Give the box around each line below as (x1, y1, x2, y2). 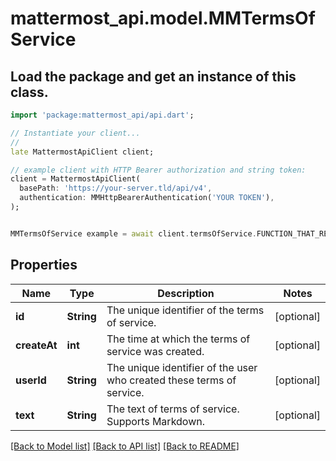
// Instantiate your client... (10, 128, 141, 138)
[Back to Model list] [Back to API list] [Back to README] (10, 440, 240, 452)
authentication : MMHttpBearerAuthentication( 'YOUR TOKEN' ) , (19, 193, 275, 203)
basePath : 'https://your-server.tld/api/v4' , (19, 183, 213, 194)
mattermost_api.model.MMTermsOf (10, 7, 316, 30)
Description (157, 286, 215, 300)
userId (15, 373, 47, 387)
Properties (10, 257, 78, 274)
